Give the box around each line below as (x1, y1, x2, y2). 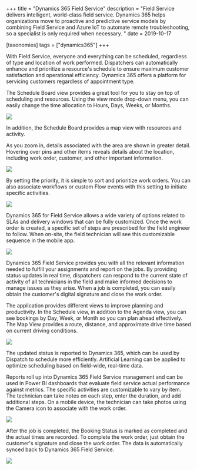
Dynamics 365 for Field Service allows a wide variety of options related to (6, 212, 185, 219)
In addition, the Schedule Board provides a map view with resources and (6, 124, 182, 131)
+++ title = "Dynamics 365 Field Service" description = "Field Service (6, 5, 175, 12)
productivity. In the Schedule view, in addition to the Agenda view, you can (6, 309, 186, 315)
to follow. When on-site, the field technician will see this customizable (6, 231, 175, 237)
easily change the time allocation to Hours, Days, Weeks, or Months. (6, 102, 172, 108)
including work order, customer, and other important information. (6, 154, 163, 161)
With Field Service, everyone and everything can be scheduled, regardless (6, 53, 187, 59)
